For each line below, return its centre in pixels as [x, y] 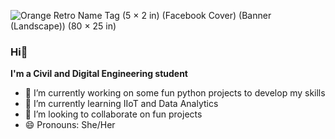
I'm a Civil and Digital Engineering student [99, 74]
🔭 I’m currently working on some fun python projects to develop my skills [175, 93]
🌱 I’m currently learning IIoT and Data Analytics [121, 104]
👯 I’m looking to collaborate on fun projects [113, 114]
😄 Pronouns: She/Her [70, 125]
